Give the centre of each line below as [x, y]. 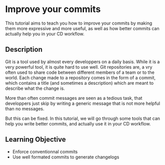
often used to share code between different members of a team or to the [80, 72]
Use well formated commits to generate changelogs [66, 157]
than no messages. [25, 108]
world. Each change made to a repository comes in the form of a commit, [80, 77]
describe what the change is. [35, 88]
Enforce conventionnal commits [45, 151]
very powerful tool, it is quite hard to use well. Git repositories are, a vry [79, 67]
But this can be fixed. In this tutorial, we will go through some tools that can [83, 118]
